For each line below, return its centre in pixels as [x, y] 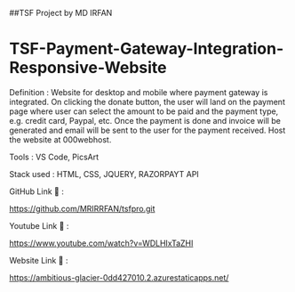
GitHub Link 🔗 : [36, 191]
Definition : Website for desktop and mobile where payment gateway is [139, 92]
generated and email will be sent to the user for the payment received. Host [147, 130]
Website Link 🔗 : [39, 260]
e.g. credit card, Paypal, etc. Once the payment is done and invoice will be [145, 120]
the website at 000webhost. [60, 139]
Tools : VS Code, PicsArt [54, 157]
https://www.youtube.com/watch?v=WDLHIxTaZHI [101, 243]
